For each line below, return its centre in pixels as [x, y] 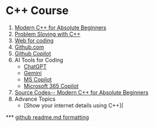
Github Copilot [33, 53]
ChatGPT [35, 66]
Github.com [29, 47]
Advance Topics [35, 99]
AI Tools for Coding [39, 60]
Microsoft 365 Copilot [51, 85]
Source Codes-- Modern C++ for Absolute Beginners [81, 92]
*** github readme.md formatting [47, 117]
